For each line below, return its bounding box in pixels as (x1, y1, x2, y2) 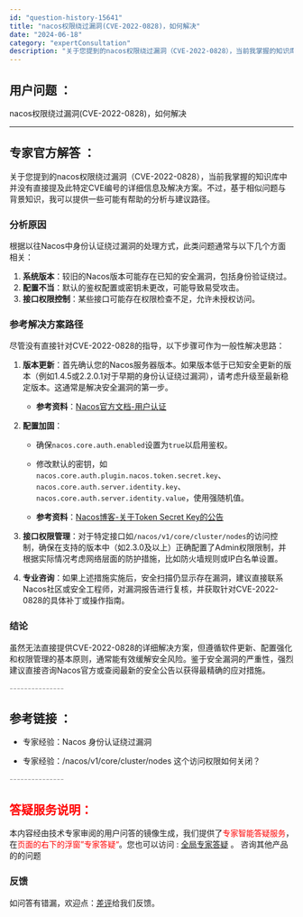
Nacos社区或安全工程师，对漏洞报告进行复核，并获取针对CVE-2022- (22, 583, 280, 595)
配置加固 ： (22, 420, 63, 431)
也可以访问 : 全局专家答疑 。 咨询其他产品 (134, 839, 289, 850)
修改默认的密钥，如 (35, 459, 108, 470)
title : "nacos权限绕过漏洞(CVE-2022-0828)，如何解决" (9, 22, 201, 31)
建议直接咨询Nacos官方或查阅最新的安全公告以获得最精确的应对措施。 (9, 665, 271, 675)
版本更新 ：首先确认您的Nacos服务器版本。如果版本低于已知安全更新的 (22, 360, 284, 371)
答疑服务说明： (9, 802, 93, 817)
